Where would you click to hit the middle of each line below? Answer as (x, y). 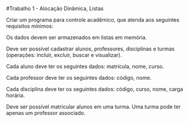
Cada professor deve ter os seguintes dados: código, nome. (79, 78)
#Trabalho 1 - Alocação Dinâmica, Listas (55, 9)
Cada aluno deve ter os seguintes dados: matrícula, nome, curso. (85, 66)
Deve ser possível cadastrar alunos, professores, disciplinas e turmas (90, 49)
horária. (16, 95)
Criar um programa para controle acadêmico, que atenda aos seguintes (93, 20)
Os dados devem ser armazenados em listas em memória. (77, 37)
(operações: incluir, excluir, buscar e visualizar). (64, 55)
